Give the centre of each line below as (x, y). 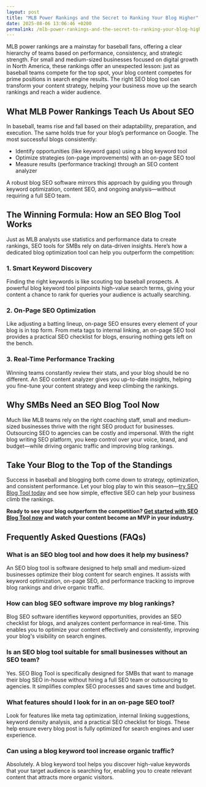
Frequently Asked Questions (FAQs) (76, 537)
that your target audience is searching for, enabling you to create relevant (99, 771)
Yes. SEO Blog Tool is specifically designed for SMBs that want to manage (100, 673)
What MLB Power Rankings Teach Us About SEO (100, 111)
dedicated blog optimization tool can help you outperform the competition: (101, 252)
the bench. (20, 344)
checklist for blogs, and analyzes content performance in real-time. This (97, 623)
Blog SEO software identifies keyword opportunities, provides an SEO (94, 616)
